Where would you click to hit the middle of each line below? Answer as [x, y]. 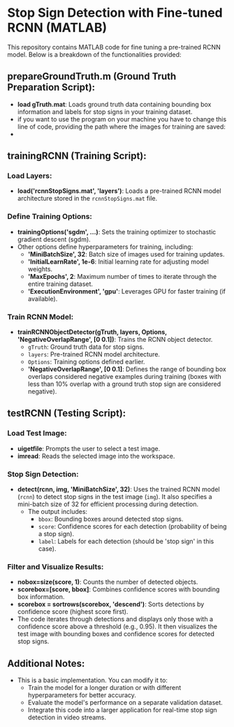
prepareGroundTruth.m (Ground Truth [92, 77]
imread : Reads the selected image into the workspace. [96, 456]
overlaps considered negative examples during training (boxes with [124, 377]
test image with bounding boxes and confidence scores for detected [116, 634]
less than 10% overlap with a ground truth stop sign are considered [124, 384]
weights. [40, 269]
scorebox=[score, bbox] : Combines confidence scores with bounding [118, 589]
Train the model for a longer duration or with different [104, 688]
